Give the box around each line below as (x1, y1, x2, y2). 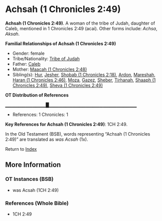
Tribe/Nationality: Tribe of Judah (12, 55, 80, 61)
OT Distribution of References (5, 92, 69, 98)
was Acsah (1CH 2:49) (12, 187, 59, 193)
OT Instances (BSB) (5, 176, 54, 183)
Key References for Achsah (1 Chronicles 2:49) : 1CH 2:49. (5, 121, 128, 127)
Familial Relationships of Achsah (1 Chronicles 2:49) (5, 40, 116, 46)
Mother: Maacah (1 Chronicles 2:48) (12, 66, 87, 72)
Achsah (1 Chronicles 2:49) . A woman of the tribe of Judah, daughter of (5, 20, 155, 26)
